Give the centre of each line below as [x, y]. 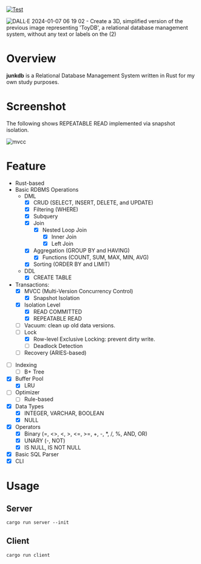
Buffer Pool [29, 379]
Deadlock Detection [58, 346]
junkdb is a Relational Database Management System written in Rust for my [101, 75]
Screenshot [36, 107]
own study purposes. [33, 82]
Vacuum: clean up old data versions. [70, 325]
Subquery [46, 216]
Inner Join [64, 237]
